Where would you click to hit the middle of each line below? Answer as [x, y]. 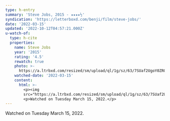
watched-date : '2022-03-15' [44, 76]
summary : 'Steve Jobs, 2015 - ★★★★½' [45, 15]
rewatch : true [29, 62]
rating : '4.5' [29, 57]
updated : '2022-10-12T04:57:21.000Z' [45, 29]
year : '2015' [28, 52]
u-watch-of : [18, 33]
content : [24, 80]
